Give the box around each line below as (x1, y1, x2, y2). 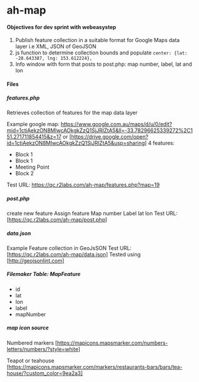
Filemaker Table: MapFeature (6, 271, 81, 278)
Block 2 (15, 169, 34, 176)
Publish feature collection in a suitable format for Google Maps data (15, 37, 180, 44)
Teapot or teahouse (6, 357, 55, 364)
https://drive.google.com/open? (71, 133, 149, 140)
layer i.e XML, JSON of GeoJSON (15, 43, 97, 50)
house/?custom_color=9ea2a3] (6, 370, 83, 377)
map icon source (6, 324, 49, 332)
